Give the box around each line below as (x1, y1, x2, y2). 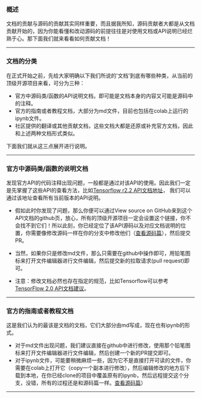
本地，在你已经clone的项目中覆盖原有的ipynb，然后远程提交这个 (25, 372, 184, 379)
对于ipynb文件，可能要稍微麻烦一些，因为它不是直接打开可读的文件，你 (14, 357, 191, 364)
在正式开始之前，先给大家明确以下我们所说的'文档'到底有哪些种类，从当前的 (6, 72, 193, 79)
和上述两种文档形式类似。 (14, 129, 78, 137)
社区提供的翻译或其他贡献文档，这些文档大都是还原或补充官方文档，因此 (14, 122, 193, 129)
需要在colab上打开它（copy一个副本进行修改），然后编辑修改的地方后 (14, 364, 185, 372)
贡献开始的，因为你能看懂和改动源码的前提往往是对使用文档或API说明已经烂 (6, 28, 193, 35)
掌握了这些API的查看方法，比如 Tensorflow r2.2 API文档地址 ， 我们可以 (16, 186, 191, 194)
